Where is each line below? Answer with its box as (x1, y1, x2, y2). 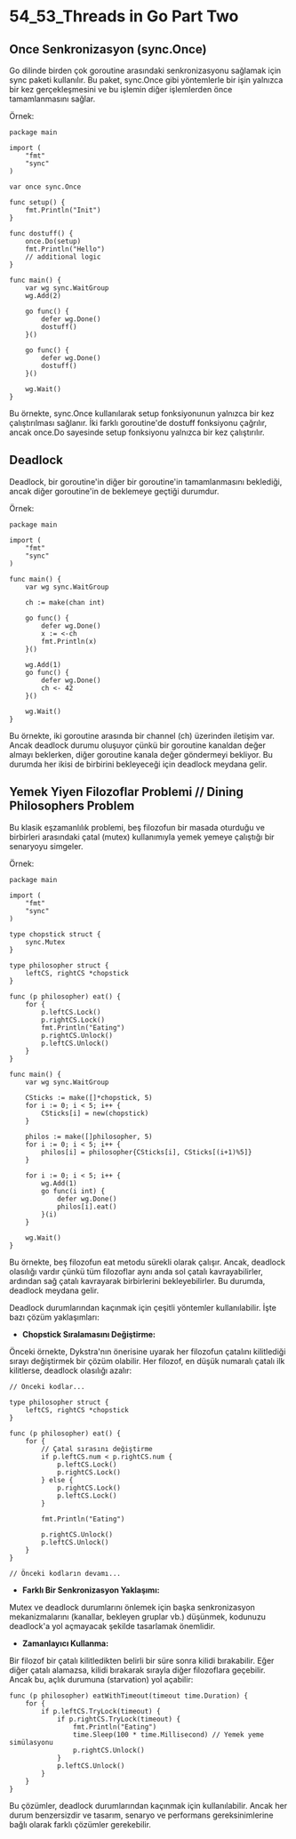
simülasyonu (9, 1738, 53, 1747)
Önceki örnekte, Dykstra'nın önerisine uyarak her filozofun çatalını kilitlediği (9, 1345, 286, 1357)
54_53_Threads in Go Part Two (9, 6, 239, 27)
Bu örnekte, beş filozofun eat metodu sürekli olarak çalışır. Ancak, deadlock (9, 1257, 286, 1267)
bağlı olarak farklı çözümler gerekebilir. (9, 1819, 151, 1829)
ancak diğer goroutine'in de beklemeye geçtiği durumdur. (9, 486, 220, 496)
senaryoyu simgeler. (9, 840, 84, 851)
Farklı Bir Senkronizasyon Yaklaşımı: (21, 1585, 160, 1595)
